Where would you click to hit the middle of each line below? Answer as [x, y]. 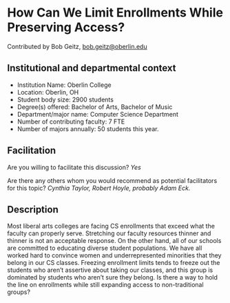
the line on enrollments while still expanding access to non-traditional [106, 285]
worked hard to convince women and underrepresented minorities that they [114, 255]
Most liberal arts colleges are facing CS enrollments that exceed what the [111, 226]
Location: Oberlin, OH [48, 92]
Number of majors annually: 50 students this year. [88, 128]
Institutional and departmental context [92, 68]
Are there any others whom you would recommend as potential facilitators [112, 180]
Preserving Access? [66, 27]
